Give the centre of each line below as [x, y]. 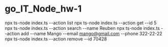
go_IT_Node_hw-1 [43, 9]
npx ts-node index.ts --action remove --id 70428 [56, 39]
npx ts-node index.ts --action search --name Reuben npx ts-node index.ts [82, 28]
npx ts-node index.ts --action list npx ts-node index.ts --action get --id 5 [81, 23]
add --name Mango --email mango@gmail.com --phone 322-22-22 [92, 33]
